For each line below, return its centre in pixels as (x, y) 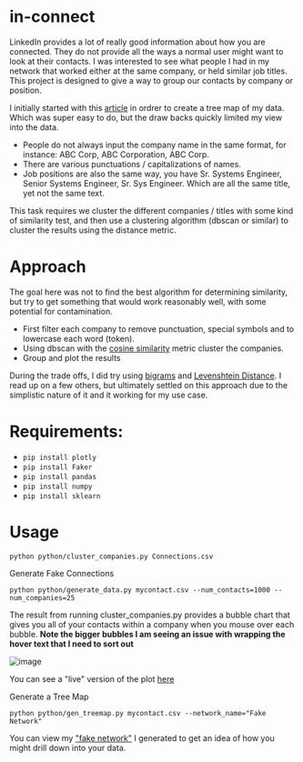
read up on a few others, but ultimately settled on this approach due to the (149, 385)
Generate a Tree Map (49, 697)
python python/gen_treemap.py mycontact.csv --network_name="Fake (138, 713)
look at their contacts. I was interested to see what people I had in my (140, 61)
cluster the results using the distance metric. (93, 230)
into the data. (34, 127)
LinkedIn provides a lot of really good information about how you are (137, 42)
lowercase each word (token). (78, 338)
